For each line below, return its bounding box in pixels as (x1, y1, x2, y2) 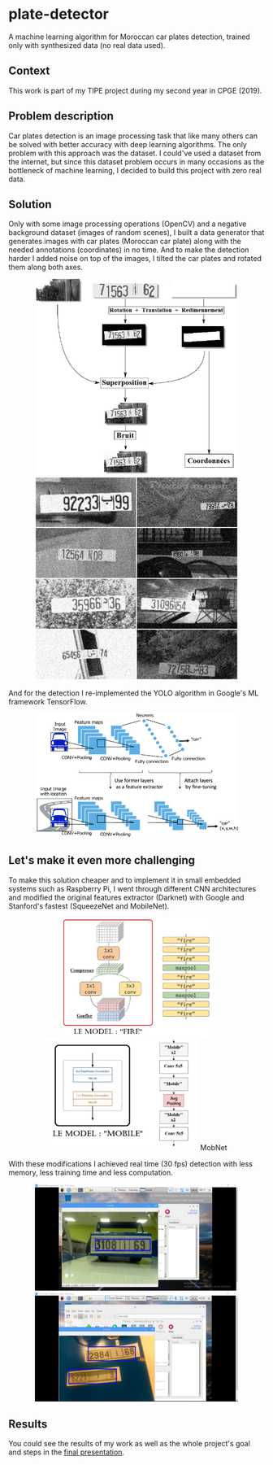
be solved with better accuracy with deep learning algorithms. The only (8, 139, 248, 149)
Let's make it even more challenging (8, 853, 196, 867)
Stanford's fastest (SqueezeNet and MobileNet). (8, 900, 170, 911)
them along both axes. (8, 262, 84, 273)
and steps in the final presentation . (8, 1447, 124, 1457)
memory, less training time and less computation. (8, 1167, 173, 1177)
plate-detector (8, 5, 110, 24)
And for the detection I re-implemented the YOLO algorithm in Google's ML (8, 688, 259, 698)
